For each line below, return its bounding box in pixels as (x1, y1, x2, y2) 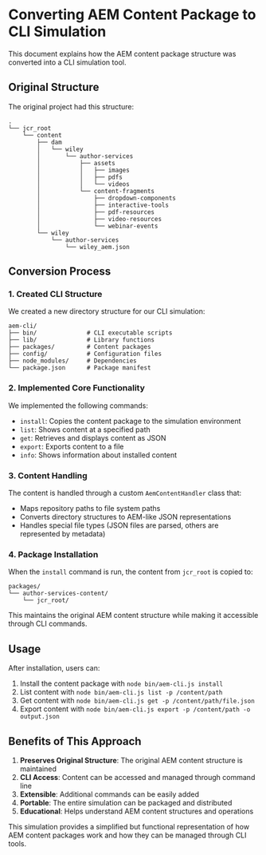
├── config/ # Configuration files (8, 350, 162, 358)
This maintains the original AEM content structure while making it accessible (8, 611, 259, 620)
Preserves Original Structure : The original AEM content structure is (19, 755, 243, 765)
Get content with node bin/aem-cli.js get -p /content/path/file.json (19, 696, 255, 706)
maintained (19, 764, 57, 774)
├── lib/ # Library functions (8, 336, 155, 344)
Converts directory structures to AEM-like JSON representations (19, 513, 232, 522)
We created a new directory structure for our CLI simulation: (8, 307, 205, 316)
